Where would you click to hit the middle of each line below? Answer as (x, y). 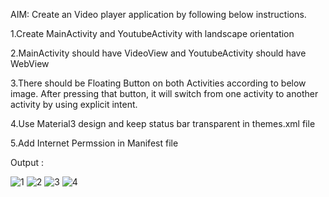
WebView (30, 63)
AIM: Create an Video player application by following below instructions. (158, 14)
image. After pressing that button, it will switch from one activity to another (164, 93)
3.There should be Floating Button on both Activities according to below (158, 83)
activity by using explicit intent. (74, 104)
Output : (27, 162)
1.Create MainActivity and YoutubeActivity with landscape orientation (152, 33)
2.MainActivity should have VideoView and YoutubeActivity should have (158, 53)
